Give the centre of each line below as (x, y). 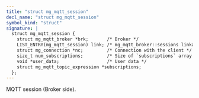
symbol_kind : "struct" (34, 23)
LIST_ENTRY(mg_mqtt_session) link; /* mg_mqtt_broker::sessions (98, 45)
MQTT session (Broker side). (41, 89)
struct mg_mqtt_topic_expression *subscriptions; (79, 67)
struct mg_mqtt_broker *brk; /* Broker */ (78, 39)
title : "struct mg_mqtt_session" (47, 12)
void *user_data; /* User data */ (82, 61)
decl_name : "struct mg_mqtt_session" (53, 17)
